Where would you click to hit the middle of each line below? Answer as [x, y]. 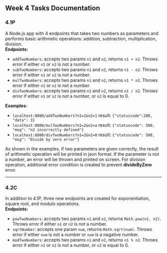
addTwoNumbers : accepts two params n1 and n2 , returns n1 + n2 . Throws [85, 59]
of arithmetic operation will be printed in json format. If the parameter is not [82, 154]
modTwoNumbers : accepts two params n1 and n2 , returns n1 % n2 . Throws [85, 240]
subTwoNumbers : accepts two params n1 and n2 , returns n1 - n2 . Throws [85, 69]
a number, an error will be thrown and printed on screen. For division [75, 159]
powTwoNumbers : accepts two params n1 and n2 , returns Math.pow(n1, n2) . [87, 219]
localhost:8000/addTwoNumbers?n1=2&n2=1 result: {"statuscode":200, [82, 115]
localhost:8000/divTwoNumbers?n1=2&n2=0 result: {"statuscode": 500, [83, 135]
